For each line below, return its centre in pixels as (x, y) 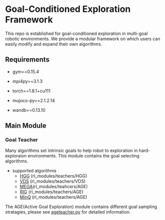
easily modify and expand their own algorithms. (54, 44)
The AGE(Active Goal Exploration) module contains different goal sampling (81, 207)
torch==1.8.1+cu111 (31, 91)
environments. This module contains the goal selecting (83, 156)
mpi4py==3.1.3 (27, 81)
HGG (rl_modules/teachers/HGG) (54, 176)
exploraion (16, 156)
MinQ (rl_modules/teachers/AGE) (54, 197)
